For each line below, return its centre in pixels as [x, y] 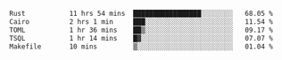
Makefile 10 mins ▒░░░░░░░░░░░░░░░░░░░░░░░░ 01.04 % [141, 46]
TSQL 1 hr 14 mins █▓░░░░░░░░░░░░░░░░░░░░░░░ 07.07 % [141, 38]
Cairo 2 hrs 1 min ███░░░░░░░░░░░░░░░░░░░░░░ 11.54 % [141, 22]
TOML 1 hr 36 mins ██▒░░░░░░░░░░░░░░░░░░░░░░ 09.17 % [141, 30]
